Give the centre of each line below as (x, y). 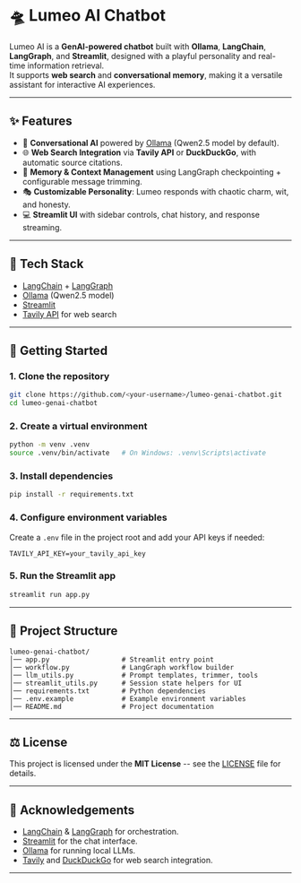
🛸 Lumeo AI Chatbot (88, 16)
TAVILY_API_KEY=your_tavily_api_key (77, 554)
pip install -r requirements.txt (72, 495)
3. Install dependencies (61, 476)
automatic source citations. (72, 162)
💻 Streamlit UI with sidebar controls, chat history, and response (141, 214)
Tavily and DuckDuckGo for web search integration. (117, 861)
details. (23, 774)
